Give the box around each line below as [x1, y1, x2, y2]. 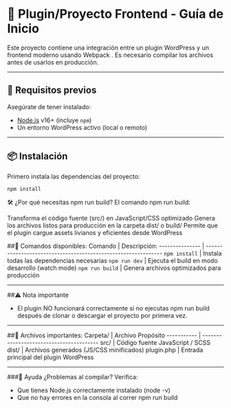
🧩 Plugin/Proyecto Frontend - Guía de [7, 6, 224, 22]
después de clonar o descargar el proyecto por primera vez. [16, 312, 188, 320]
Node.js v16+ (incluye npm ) [16, 116, 92, 124]
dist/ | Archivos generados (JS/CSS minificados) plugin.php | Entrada [7, 346, 203, 354]
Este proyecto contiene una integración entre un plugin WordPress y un [7, 43, 210, 52]
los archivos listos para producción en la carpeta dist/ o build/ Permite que [7, 221, 219, 229]
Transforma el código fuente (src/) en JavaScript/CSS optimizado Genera [7, 214, 215, 223]
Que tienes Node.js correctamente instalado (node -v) [16, 386, 170, 394]
